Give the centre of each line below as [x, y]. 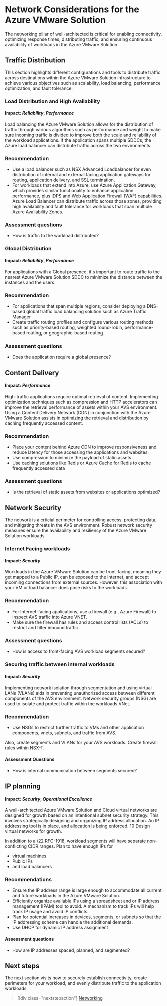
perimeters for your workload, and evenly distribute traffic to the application [83, 983]
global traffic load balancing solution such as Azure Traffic [86, 311]
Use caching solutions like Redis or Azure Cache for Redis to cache [82, 463]
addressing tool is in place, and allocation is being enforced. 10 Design [78, 826]
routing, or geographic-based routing [65, 333]
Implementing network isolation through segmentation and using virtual [79, 688]
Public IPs [23, 861]
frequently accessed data [39, 468]
